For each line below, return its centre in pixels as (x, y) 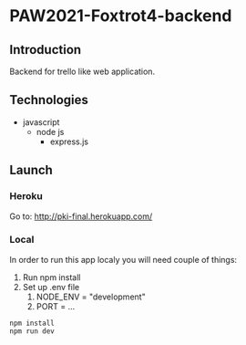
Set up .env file (51, 287)
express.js (69, 141)
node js (50, 131)
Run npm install (51, 277)
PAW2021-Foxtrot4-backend (121, 16)
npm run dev (32, 331)
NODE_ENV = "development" (91, 297)
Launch (31, 170)
